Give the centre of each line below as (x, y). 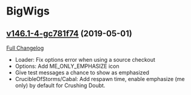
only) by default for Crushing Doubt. (60, 85)
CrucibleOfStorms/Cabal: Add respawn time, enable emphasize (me (100, 79)
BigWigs (28, 11)
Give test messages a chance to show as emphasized (82, 73)
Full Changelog (25, 48)
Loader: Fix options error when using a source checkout (85, 60)
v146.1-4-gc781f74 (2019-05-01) (69, 34)
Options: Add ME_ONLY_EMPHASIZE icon (67, 66)
